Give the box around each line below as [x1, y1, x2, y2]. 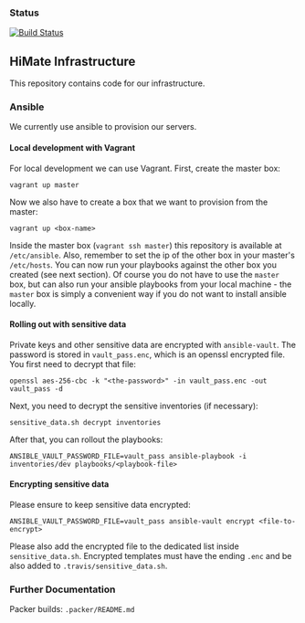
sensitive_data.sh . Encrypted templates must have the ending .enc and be [9, 551, 292, 562]
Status [9, 6, 39, 19]
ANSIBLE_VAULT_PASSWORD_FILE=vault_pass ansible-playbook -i [9, 451, 247, 460]
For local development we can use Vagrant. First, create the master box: [9, 163, 281, 174]
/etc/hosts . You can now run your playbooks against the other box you [9, 259, 277, 270]
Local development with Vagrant [9, 143, 135, 153]
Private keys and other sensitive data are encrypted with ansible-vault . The [9, 339, 297, 350]
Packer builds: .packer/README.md [9, 604, 135, 615]
